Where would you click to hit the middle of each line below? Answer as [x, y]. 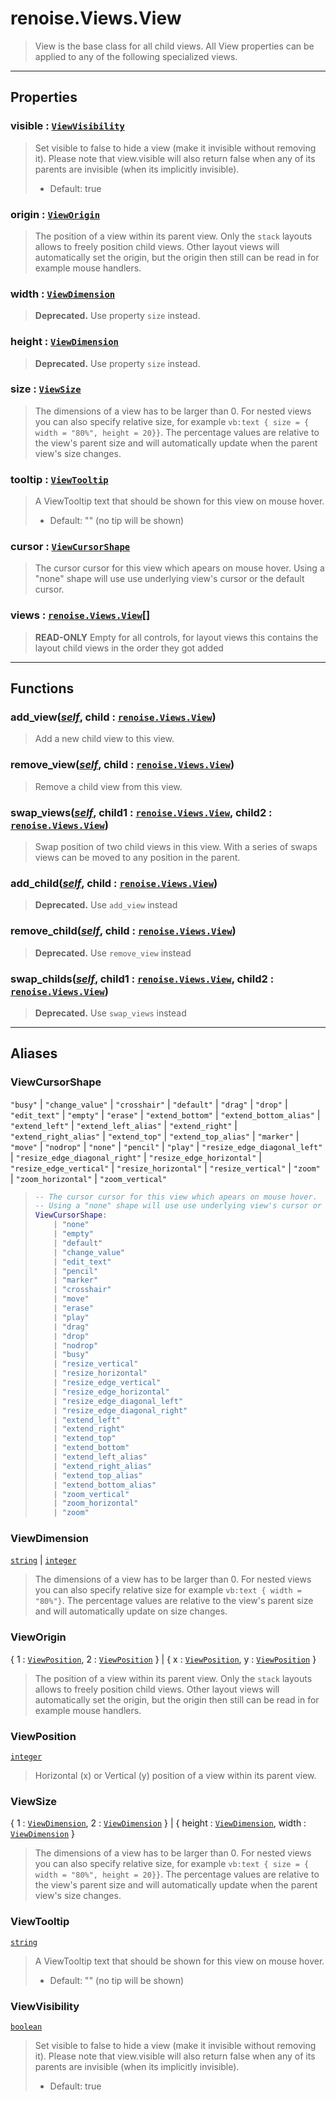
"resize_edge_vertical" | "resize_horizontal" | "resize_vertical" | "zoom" [165, 1168]
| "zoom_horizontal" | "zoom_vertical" [89, 1178]
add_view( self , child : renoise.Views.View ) [113, 717]
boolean [26, 2027]
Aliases [34, 1053]
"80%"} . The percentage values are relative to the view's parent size [174, 1601]
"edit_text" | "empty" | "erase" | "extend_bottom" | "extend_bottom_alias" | [165, 1114]
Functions [42, 688]
